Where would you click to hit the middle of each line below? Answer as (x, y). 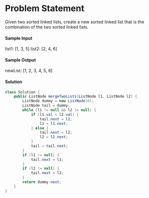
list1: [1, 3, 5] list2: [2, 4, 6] (31, 49)
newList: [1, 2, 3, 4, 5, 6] (29, 71)
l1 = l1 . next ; (54, 123)
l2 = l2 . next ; (54, 137)
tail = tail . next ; (49, 146)
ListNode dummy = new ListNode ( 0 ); (58, 101)
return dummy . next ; (42, 182)
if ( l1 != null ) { (41, 155)
